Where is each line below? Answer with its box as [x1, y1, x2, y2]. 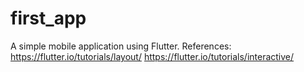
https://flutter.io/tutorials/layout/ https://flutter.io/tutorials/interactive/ [10, 50, 295, 62]
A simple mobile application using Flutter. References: [10, 40, 232, 52]
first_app [10, 7, 87, 30]
